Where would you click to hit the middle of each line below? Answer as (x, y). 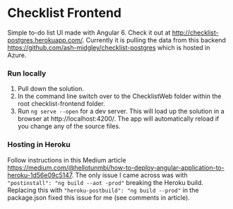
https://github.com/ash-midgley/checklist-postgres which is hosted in (109, 47)
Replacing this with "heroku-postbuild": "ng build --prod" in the (103, 190)
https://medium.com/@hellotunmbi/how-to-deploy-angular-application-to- (116, 167)
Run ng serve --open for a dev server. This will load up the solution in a (121, 112)
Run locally (27, 73)
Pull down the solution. (51, 89)
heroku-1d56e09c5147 (40, 175)
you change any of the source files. (69, 126)
